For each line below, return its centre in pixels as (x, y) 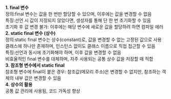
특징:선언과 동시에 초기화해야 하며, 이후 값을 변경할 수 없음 (63, 52)
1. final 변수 (17, 7)
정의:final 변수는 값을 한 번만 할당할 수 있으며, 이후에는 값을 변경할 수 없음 (79, 14)
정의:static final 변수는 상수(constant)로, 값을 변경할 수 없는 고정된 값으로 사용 (84, 39)
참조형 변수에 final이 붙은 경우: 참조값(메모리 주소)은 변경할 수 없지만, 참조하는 (83, 72)
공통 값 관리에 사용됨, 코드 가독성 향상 (43, 91)
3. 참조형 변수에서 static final (35, 65)
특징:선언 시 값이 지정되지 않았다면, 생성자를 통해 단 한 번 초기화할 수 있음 (78, 20)
